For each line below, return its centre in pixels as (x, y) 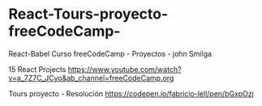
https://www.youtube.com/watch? (125, 69)
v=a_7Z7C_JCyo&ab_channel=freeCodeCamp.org (91, 78)
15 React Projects (37, 69)
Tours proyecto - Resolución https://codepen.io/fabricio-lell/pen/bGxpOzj (131, 93)
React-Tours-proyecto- (88, 14)
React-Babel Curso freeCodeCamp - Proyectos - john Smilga (110, 53)
